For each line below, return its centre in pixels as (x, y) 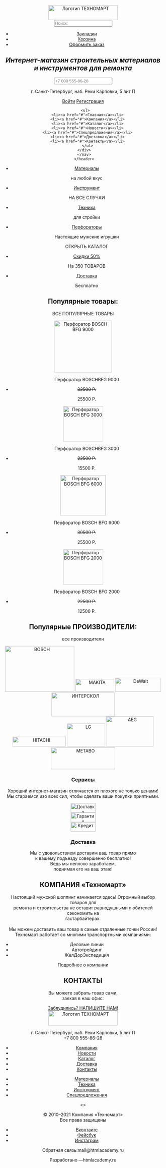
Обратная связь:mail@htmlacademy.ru (83, 1150)
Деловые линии (87, 944)
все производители (83, 639)
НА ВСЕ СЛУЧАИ (87, 197)
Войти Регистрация (83, 101)
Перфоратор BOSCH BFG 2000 (87, 592)
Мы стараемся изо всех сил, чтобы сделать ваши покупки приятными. (83, 796)
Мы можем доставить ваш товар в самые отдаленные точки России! (83, 929)
